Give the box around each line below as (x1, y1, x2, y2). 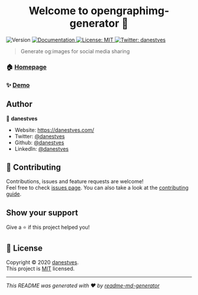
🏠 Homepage (6, 63, 47, 71)
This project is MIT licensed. (6, 265, 75, 273)
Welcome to (28, 4, 89, 18)
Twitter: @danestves (14, 132, 65, 140)
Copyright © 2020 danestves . (6, 259, 79, 266)
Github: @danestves (14, 139, 65, 146)
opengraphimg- (90, 4, 170, 18)
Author (6, 99, 32, 109)
